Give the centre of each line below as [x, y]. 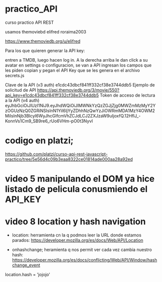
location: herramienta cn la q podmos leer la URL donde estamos [77, 235]
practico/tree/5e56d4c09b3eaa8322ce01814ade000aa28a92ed [69, 159]
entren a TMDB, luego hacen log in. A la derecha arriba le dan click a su [76, 60]
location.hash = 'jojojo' [28, 274]
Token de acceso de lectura [128, 95]
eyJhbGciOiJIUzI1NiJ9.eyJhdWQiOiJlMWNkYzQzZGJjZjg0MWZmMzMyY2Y [81, 105]
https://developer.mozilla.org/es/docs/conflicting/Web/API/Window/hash [84, 260]
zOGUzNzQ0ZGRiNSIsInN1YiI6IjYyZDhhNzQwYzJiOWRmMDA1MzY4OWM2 [80, 111]
